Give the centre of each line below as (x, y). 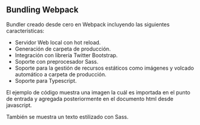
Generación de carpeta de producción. (63, 49)
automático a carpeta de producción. (60, 74)
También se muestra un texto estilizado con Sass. (67, 117)
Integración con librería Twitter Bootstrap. (66, 55)
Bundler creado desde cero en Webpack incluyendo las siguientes (88, 24)
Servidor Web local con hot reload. (58, 42)
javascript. (19, 105)
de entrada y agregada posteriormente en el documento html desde (90, 99)
